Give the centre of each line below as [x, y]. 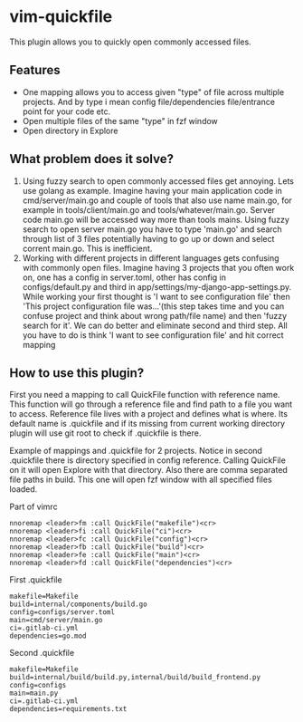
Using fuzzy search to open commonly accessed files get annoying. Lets [158, 181]
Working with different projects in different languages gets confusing [151, 258]
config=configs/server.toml [62, 612]
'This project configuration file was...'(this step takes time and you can [153, 306]
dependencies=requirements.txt [68, 709]
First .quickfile [36, 580]
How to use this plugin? [77, 373]
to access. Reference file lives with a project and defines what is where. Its [148, 414]
